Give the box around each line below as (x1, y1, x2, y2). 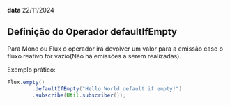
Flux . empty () (7, 79, 45, 86)
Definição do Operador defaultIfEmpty (7, 26, 178, 38)
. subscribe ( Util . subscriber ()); (32, 92, 127, 99)
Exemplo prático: (7, 65, 56, 74)
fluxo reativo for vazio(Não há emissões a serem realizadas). (7, 51, 181, 60)
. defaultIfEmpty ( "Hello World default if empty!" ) (32, 85, 183, 92)
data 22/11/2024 (7, 6, 54, 14)
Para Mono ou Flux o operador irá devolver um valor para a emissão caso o (7, 45, 224, 53)
